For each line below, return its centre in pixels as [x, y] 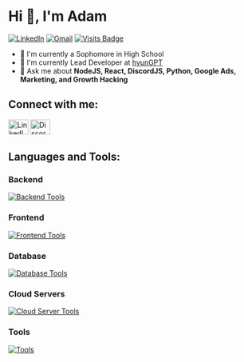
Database [27, 256]
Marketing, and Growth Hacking [74, 79]
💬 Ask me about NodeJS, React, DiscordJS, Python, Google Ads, [128, 70]
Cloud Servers [37, 293]
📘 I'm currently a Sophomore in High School [92, 54]
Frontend [26, 217]
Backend [26, 180]
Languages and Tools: [65, 157]
